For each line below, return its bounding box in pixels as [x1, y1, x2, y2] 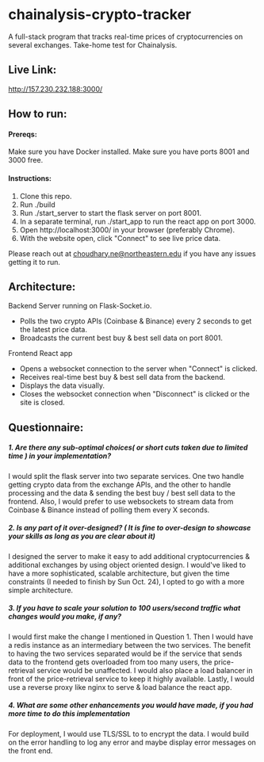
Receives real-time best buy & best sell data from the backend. [19, 373, 226, 382]
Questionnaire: [8, 420, 84, 434]
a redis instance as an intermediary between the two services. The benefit [8, 640, 251, 649]
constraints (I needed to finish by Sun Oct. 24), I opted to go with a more [8, 576, 245, 586]
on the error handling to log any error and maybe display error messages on [8, 737, 256, 747]
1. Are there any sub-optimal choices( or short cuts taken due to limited [8, 442, 248, 453]
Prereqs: [8, 129, 37, 139]
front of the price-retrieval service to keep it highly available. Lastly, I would [8, 674, 255, 684]
